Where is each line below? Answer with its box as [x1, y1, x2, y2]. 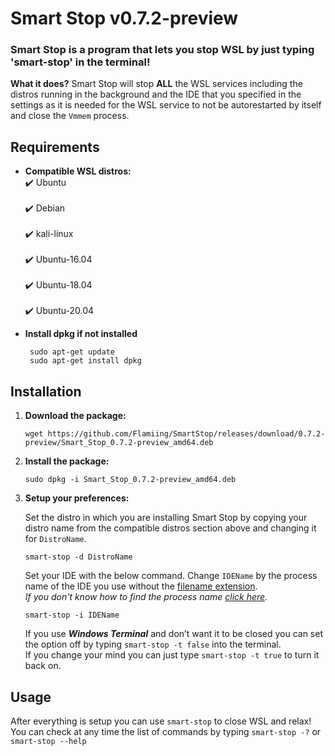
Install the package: [24, 455, 110, 467]
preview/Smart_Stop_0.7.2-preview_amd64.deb [24, 438, 214, 448]
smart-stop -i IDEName [24, 610, 120, 621]
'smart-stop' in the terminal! [10, 55, 151, 69]
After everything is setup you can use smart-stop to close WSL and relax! [10, 715, 312, 727]
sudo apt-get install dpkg [29, 356, 142, 366]
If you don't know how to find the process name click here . [24, 591, 268, 603]
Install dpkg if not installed [24, 328, 138, 340]
